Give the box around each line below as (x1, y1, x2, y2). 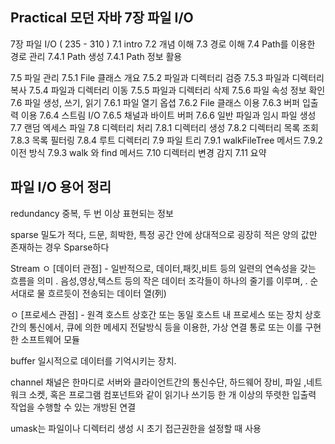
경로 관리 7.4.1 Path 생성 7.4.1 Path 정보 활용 (10, 50, 183, 62)
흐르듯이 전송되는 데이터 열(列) (47, 287, 167, 299)
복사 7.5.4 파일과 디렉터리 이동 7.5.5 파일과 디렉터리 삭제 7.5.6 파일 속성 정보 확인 (10, 84, 326, 96)
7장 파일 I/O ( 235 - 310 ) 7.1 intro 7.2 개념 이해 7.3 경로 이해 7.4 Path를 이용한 (10, 38, 316, 50)
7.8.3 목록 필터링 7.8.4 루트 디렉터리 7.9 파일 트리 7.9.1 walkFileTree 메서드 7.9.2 (10, 134, 323, 146)
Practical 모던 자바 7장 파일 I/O (10, 9, 194, 27)
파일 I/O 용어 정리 (10, 179, 112, 196)
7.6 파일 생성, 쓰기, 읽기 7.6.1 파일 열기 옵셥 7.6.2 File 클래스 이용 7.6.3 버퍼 (10, 96, 300, 108)
